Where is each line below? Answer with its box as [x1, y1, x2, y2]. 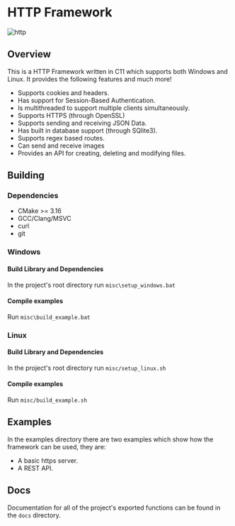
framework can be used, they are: [7, 442, 106, 451]
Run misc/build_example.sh [7, 395, 87, 405]
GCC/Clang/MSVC [17, 214, 72, 223]
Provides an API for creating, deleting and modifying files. [17, 148, 186, 157]
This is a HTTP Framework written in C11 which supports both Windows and [7, 67, 228, 75]
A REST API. [17, 464, 54, 472]
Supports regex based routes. [17, 133, 105, 142]
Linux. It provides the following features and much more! [7, 75, 172, 83]
